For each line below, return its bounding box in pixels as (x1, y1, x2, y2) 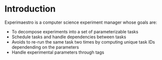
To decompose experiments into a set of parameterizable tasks (11, 29, 139, 34)
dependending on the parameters (11, 44, 79, 50)
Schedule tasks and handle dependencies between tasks (11, 34, 126, 40)
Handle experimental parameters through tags (11, 49, 105, 55)
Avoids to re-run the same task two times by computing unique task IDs (11, 39, 155, 45)
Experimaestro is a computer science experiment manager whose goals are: (4, 19, 158, 25)
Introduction (4, 3, 56, 15)
